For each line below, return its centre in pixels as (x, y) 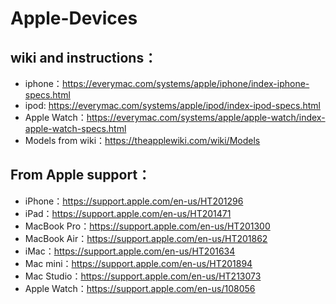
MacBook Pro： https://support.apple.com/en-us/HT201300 (147, 226)
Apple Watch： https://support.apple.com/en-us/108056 (140, 288)
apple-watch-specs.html (75, 128)
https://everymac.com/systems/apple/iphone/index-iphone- (185, 83)
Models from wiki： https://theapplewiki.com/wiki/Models (142, 140)
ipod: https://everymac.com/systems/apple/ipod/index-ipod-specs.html (172, 105)
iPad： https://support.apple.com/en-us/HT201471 (128, 213)
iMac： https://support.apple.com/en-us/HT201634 (130, 251)
